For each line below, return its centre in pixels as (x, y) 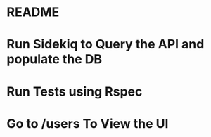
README (33, 12)
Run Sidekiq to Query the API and (105, 45)
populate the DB (55, 59)
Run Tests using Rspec (75, 91)
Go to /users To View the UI (88, 123)
